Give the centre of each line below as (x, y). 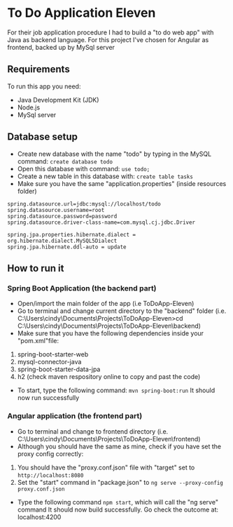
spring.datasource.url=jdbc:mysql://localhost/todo (84, 204)
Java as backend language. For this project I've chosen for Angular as (108, 39)
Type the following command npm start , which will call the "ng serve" (118, 502)
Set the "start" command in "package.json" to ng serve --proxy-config (120, 482)
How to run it (36, 268)
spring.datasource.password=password (62, 216)
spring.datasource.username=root (56, 210)
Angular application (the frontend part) (75, 416)
